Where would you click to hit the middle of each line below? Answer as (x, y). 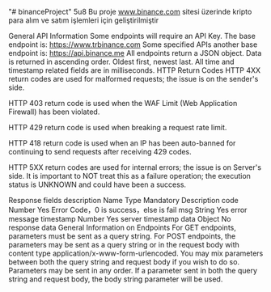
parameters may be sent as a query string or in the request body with (124, 245)
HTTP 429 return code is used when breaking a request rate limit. (118, 127)
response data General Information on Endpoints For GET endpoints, (122, 227)
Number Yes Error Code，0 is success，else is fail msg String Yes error (128, 210)
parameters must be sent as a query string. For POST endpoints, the (122, 236)
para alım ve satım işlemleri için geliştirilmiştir (84, 20)
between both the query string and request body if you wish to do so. (124, 262)
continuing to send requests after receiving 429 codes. (100, 152)
